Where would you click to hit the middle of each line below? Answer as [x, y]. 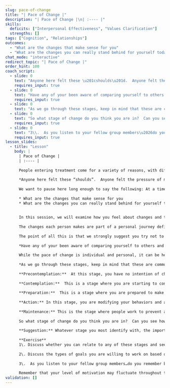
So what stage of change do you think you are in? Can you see [88, 321]
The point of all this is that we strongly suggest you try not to [91, 236]
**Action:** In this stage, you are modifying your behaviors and [90, 302]
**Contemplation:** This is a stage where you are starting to [88, 284]
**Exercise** [32, 340]
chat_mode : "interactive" [32, 57]
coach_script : [20, 72]
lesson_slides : [21, 142]
